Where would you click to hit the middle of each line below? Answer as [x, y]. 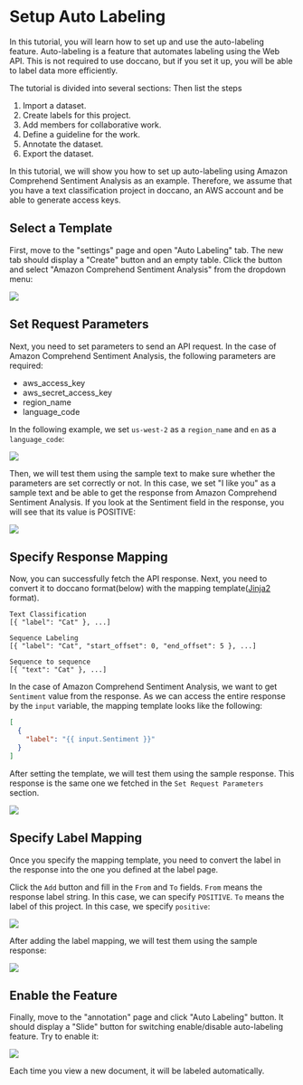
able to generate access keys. [65, 200]
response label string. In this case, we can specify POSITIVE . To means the [147, 896]
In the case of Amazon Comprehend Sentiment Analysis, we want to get [143, 687]
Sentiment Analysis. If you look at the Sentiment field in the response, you [147, 502]
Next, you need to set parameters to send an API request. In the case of [143, 346]
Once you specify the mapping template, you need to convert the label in [145, 860]
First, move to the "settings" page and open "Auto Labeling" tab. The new [147, 250]
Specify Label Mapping [76, 838]
